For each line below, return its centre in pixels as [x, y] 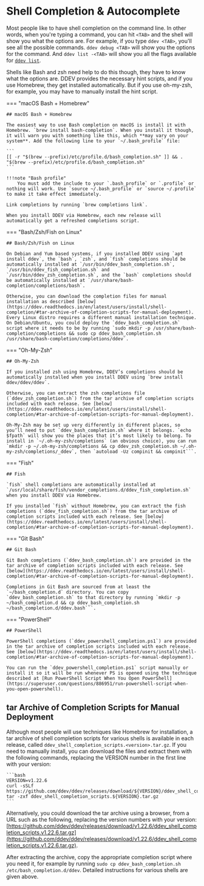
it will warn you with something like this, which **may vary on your [97, 136]
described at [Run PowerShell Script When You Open [73, 678]
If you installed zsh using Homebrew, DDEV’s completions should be [95, 372]
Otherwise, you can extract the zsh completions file [76, 393]
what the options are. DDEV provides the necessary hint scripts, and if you [100, 78]
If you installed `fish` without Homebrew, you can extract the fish [96, 506]
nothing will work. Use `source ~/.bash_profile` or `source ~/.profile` [102, 189]
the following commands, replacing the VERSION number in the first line [96, 757]
